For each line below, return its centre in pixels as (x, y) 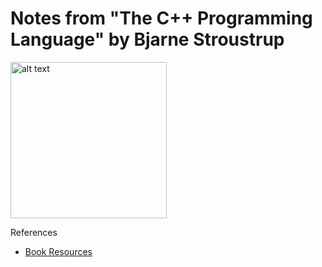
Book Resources (58, 251)
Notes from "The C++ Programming (161, 18)
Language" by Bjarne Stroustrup (147, 39)
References (34, 232)
